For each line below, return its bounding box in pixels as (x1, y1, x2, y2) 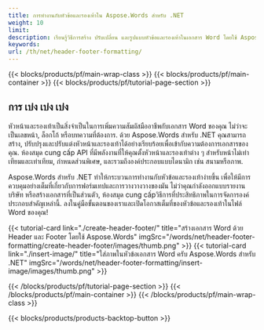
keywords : (8, 41, 41, 49)
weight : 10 (8, 19, 44, 27)
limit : (8, 26, 30, 34)
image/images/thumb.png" (8, 266, 95, 275)
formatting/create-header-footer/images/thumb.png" (8, 241, 180, 250)
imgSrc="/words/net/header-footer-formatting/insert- (28, 258, 203, 267)
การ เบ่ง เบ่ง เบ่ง (8, 100, 69, 114)
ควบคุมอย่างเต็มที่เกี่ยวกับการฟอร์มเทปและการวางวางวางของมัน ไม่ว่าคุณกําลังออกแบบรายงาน (8, 181, 246, 190)
